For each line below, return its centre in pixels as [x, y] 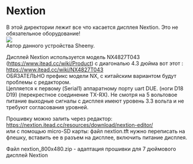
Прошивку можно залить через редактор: [59, 119]
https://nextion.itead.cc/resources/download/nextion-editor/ [80, 124]
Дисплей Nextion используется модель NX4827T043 [73, 57]
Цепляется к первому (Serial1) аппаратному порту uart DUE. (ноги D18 [95, 88]
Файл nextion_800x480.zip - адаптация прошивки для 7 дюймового [91, 149]
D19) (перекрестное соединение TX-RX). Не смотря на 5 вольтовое [92, 94]
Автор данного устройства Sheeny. [51, 45]
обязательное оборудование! [44, 33]
